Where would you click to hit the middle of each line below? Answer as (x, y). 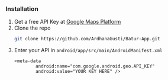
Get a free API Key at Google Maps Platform (67, 22)
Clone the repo (32, 28)
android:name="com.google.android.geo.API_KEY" (95, 66)
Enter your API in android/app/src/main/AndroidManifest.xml (88, 50)
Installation (22, 9)
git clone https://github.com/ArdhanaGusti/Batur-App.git (87, 39)
